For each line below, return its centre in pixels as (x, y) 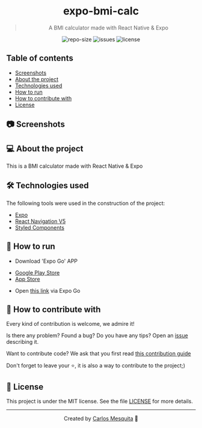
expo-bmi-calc (101, 11)
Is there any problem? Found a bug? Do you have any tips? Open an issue (97, 335)
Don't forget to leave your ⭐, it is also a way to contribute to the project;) (96, 365)
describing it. (23, 342)
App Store (27, 279)
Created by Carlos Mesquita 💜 (101, 418)
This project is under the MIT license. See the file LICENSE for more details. (100, 402)
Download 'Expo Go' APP (46, 261)
